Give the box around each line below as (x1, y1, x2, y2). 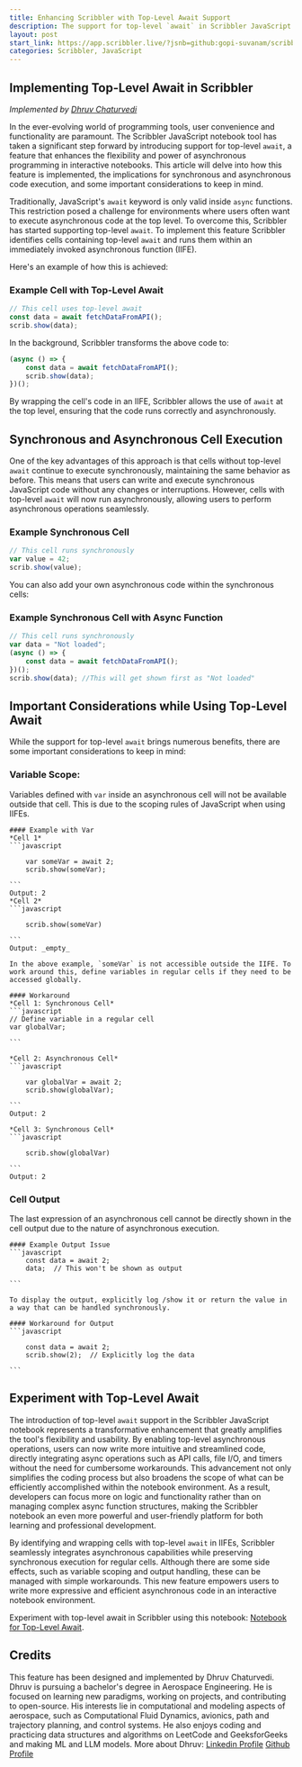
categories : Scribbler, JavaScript (9, 47, 143, 56)
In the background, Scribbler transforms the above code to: (9, 337, 229, 347)
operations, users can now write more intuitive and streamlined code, (9, 1443, 266, 1454)
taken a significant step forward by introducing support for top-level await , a (9, 140, 292, 151)
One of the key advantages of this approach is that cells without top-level (9, 455, 281, 466)
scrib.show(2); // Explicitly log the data (25, 1351, 195, 1360)
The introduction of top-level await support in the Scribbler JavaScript (9, 1414, 270, 1425)
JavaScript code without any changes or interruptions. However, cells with (9, 484, 285, 495)
